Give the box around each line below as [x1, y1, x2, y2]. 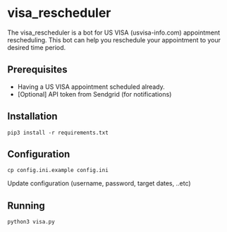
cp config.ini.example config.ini [7, 167, 109, 174]
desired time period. [7, 43, 66, 51]
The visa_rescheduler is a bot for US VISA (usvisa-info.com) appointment [7, 28, 221, 37]
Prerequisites [7, 63, 68, 75]
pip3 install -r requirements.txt [7, 129, 109, 136]
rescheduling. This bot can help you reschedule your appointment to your [7, 35, 221, 44]
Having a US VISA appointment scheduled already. [17, 83, 166, 91]
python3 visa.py [7, 219, 55, 226]
